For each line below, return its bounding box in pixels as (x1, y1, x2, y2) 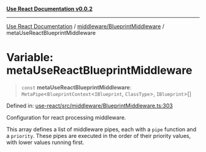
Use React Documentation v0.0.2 (6, 5, 93, 12)
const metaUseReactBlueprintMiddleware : (21, 84, 132, 91)
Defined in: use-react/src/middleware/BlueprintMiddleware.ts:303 (6, 102, 173, 109)
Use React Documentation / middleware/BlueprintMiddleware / (6, 23, 164, 30)
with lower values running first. (6, 139, 85, 146)
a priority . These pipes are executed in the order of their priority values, (6, 132, 191, 139)
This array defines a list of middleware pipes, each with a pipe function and (6, 125, 197, 133)
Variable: (6, 51, 54, 65)
